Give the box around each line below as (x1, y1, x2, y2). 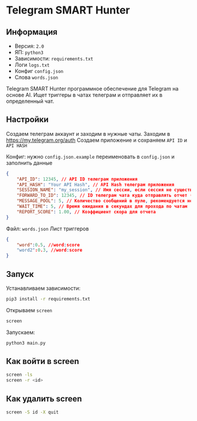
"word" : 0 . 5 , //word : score (16, 242, 80, 248)
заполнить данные (6, 159, 53, 166)
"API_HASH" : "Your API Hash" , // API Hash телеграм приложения (16, 182, 175, 188)
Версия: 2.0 (14, 42, 45, 49)
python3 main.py (6, 340, 46, 346)
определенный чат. (6, 98, 55, 105)
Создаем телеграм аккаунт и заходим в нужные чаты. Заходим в (6, 130, 171, 137)
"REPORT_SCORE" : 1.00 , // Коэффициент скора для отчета (16, 209, 157, 215)
